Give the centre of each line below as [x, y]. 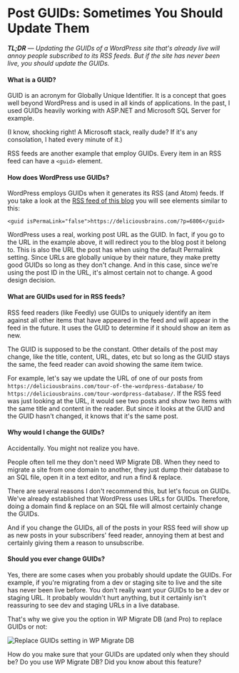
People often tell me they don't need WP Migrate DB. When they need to [113, 462]
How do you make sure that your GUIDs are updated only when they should [118, 654]
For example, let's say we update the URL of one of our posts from [105, 378]
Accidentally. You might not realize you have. [73, 448]
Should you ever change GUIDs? [56, 559]
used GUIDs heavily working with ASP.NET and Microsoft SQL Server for [114, 111]
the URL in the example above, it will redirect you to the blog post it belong [117, 242]
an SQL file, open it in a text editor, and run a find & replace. [95, 477]
